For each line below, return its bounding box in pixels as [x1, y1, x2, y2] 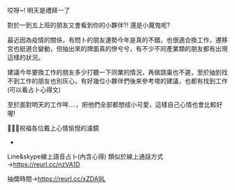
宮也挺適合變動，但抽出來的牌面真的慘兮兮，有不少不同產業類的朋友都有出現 [7, 45, 228, 52]
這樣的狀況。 [7, 53, 44, 61]
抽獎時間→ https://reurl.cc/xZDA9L [7, 175, 106, 183]
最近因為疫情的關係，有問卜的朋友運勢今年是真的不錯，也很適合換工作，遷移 [7, 36, 228, 44]
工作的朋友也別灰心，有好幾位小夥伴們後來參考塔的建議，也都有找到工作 [19, 77, 228, 85]
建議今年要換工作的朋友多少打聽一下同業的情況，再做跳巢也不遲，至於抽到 [7, 68, 222, 76]
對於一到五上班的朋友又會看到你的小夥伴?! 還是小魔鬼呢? [7, 21, 171, 29]
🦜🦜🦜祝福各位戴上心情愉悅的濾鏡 [7, 124, 99, 132]
